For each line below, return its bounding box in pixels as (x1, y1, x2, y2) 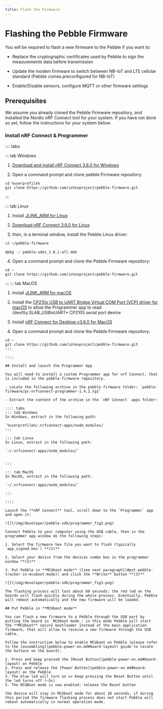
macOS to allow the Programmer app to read (12, 304, 102, 310)
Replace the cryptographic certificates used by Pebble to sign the (12, 53, 144, 59)
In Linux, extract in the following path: (5, 440, 92, 445)
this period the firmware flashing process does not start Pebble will (5, 695, 153, 700)
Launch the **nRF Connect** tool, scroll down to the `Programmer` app (5, 508, 153, 513)
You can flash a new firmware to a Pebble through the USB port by (5, 615, 145, 620)
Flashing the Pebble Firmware (5, 28, 128, 39)
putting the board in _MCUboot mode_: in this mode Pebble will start (5, 619, 151, 624)
